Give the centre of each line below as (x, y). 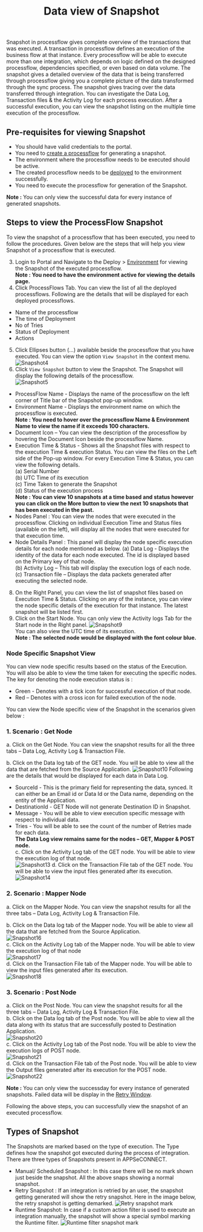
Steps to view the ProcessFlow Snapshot (85, 223)
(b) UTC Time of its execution (52, 477)
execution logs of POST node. (43, 1050)
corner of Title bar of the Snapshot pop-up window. (79, 400)
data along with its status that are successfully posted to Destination (91, 1025)
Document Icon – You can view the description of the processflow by (101, 433)
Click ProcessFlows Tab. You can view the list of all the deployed (96, 288)
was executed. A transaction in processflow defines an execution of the (95, 49)
